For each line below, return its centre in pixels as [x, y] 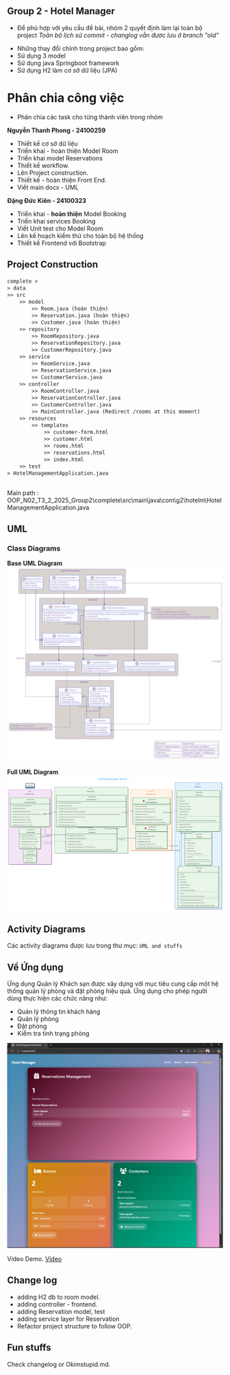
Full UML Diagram [33, 772]
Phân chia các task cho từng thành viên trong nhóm [90, 117]
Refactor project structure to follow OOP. [74, 1326]
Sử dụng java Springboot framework [68, 63]
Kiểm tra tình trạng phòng [53, 1033]
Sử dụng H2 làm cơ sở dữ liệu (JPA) [67, 70]
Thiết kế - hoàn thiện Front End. [62, 180]
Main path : [23, 492]
